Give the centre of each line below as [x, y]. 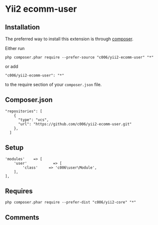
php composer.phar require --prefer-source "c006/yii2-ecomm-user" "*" [79, 57]
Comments [22, 217]
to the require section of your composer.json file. [53, 85]
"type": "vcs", [33, 120]
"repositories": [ [24, 111]
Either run [15, 48]
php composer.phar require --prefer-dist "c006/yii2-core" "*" [71, 202]
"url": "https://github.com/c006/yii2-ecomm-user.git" [75, 124]
